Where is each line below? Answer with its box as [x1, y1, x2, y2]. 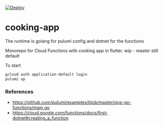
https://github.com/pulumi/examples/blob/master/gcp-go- [12, 99, 132, 105]
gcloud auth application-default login [5, 72, 88, 77]
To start [5, 62, 21, 68]
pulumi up [5, 76, 26, 81]
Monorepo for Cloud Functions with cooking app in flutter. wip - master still [5, 47, 159, 54]
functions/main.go [12, 104, 50, 110]
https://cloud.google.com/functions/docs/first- [12, 110, 108, 116]
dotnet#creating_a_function [12, 115, 69, 121]
